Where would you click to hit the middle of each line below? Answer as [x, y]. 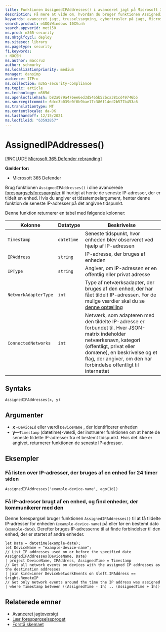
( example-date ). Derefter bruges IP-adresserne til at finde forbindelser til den [83, 529]
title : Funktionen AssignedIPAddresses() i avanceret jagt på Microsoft [82, 10]
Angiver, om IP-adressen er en [121, 268]
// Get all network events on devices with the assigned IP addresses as [83, 565]
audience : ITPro [22, 79]
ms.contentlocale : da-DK [31, 111]
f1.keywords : [19, 51]
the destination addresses [33, 570]
